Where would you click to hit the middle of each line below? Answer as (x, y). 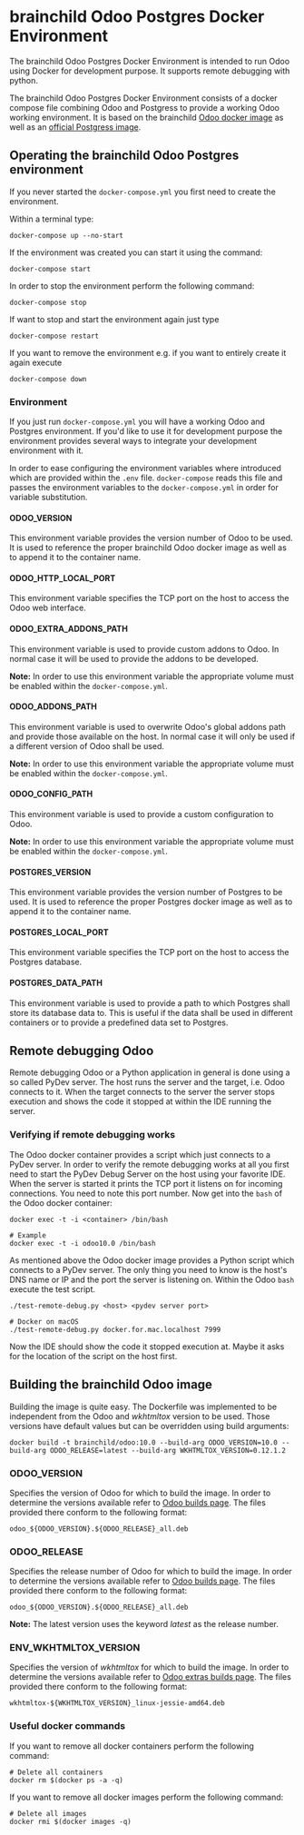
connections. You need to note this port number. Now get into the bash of (146, 1193)
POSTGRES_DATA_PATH (56, 983)
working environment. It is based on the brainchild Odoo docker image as (147, 117)
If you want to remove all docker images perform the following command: (147, 1797)
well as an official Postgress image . (75, 127)
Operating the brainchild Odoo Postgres (124, 156)
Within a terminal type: (52, 219)
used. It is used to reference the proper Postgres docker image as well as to (151, 902)
